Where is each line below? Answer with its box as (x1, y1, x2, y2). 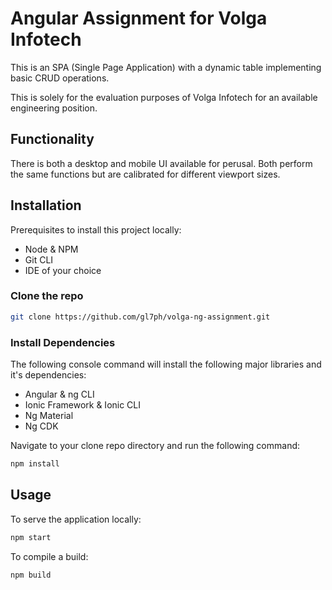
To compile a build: (10, 550, 89, 562)
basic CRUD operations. (10, 72, 110, 84)
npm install (10, 459, 60, 469)
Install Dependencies (10, 335, 116, 349)
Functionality (10, 131, 95, 148)
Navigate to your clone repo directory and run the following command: (10, 440, 301, 452)
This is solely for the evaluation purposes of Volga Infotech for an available (10, 91, 318, 103)
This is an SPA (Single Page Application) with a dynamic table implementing (10, 61, 322, 73)
